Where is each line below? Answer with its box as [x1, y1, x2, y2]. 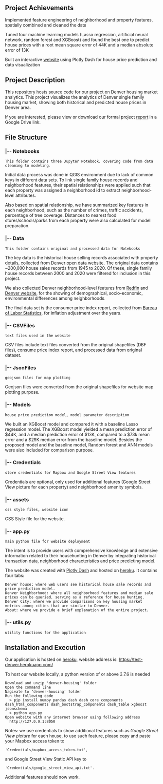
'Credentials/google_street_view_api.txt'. [5, 765, 95, 770]
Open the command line [5, 685, 51, 690]
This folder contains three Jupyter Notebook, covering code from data [5, 159, 153, 164]
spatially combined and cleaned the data [5, 22, 87, 28]
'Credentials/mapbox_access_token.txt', [5, 747, 89, 752]
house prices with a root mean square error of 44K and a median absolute [5, 42, 154, 48]
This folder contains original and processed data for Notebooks [5, 246, 140, 251]
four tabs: [5, 572, 25, 578]
